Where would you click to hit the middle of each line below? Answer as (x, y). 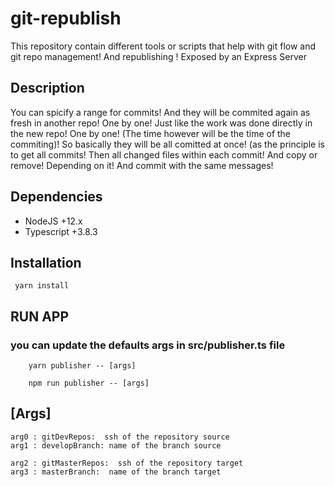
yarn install (42, 286)
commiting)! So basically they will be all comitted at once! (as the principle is (167, 144)
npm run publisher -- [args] (89, 383)
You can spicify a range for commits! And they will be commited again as (160, 112)
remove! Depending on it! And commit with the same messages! (142, 165)
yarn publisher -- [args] (82, 366)
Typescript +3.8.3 (61, 231)
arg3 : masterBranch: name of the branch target (116, 472)
